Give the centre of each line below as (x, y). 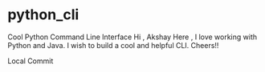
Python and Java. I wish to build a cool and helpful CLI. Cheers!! (113, 45)
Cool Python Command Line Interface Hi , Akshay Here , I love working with (132, 37)
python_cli (43, 15)
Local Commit (31, 61)
